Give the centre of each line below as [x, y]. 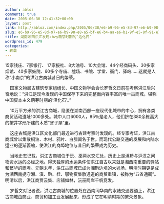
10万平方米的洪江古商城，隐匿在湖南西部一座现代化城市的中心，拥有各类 [82, 110]
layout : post [18, 23]
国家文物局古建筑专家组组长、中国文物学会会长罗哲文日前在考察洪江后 [80, 88]
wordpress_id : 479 [24, 42]
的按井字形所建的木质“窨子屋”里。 [39, 122]
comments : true [20, 14]
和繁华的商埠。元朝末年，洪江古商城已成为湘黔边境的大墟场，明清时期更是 [80, 168]
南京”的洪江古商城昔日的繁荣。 [46, 77]
